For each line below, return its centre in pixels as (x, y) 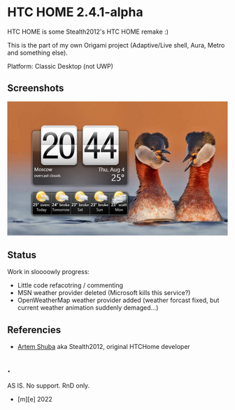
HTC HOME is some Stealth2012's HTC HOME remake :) (88, 32)
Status (22, 255)
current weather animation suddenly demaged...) (88, 308)
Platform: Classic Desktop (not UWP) (60, 66)
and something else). (37, 53)
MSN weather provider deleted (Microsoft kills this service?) (104, 293)
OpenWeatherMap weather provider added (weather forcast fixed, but (118, 300)
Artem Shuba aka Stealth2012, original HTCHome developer (104, 347)
